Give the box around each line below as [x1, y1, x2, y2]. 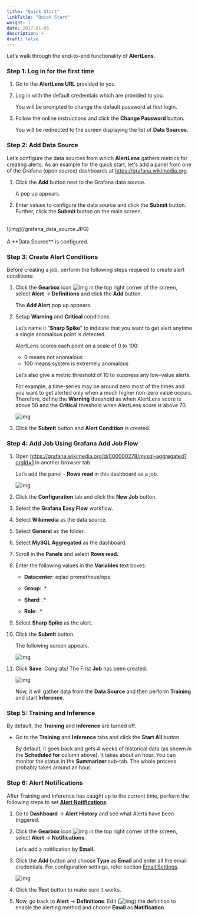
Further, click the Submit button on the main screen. [15, 207, 143, 214]
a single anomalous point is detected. [15, 330, 107, 337]
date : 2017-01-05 [6, 25, 49, 31]
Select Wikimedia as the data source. [15, 516, 107, 523]
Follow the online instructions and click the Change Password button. [15, 115, 185, 122]
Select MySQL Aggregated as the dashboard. [15, 539, 127, 547]
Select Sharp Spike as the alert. [15, 619, 93, 626]
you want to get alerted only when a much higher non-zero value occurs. [15, 389, 193, 396]
